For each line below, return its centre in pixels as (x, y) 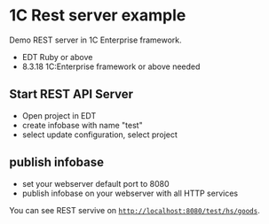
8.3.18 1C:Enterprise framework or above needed (111, 66)
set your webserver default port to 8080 (95, 183)
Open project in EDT (59, 115)
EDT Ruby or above (57, 57)
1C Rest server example (98, 15)
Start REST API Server (71, 94)
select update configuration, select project (99, 135)
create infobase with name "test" (83, 125)
